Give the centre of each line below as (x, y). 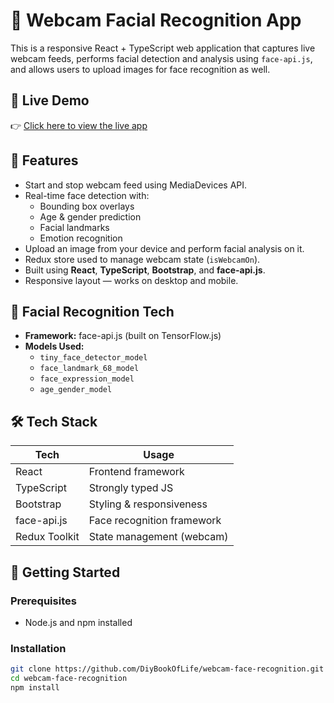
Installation (38, 648)
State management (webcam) (158, 537)
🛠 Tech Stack (54, 421)
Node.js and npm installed (78, 622)
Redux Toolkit (47, 537)
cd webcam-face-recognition (69, 679)
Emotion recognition (81, 238)
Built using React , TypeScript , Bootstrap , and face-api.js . (145, 270)
